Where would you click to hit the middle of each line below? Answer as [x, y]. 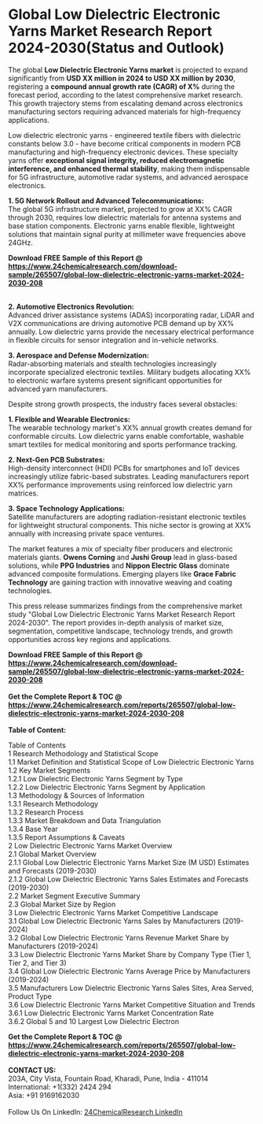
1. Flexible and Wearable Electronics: [69, 419]
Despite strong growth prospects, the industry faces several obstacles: [123, 404]
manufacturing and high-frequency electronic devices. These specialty [123, 152]
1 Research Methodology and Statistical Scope [83, 753]
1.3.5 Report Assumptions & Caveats [67, 837]
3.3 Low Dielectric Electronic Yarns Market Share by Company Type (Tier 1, [130, 954]
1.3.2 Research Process [46, 812]
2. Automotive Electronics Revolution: [71, 306]
